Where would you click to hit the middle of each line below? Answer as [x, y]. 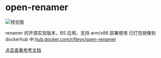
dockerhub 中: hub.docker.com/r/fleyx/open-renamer [61, 39]
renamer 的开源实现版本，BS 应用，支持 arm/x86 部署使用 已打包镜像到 [80, 33]
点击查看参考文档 [23, 50]
